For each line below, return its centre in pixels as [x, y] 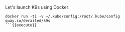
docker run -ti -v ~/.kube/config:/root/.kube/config [63, 16]
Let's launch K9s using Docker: [37, 7]
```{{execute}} [21, 25]
